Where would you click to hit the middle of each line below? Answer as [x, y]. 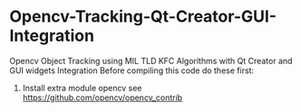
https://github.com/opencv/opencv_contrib [102, 98]
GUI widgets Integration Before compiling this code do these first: [132, 70]
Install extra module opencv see [82, 88]
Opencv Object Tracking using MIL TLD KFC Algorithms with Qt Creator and [151, 61]
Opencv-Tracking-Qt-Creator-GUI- [143, 17]
